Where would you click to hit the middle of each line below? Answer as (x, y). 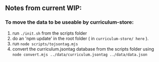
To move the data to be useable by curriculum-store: (70, 22)
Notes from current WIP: (43, 8)
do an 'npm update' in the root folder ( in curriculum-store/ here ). (80, 38)
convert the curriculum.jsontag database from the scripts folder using (83, 49)
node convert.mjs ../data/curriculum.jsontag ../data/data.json (80, 55)
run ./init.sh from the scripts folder (50, 33)
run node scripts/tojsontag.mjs (45, 44)
